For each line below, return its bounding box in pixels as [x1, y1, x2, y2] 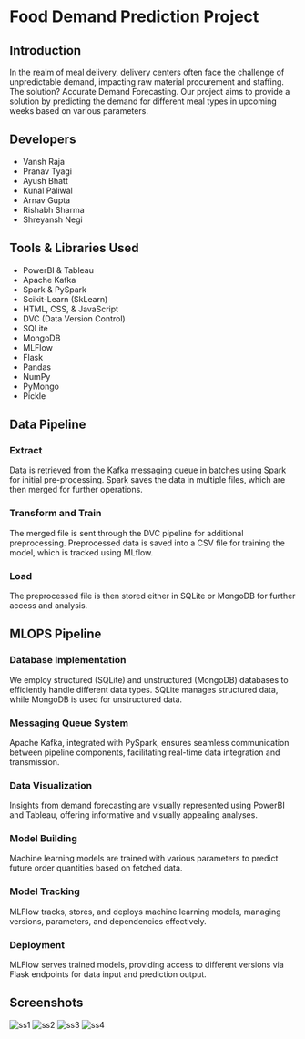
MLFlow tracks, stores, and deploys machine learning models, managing [9, 906, 281, 917]
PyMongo [22, 381, 59, 392]
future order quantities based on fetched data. [9, 862, 183, 873]
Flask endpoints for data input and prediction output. [9, 969, 207, 980]
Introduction [9, 43, 82, 58]
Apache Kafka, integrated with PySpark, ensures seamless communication [9, 737, 290, 748]
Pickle [22, 390, 46, 402]
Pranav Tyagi [22, 166, 73, 177]
